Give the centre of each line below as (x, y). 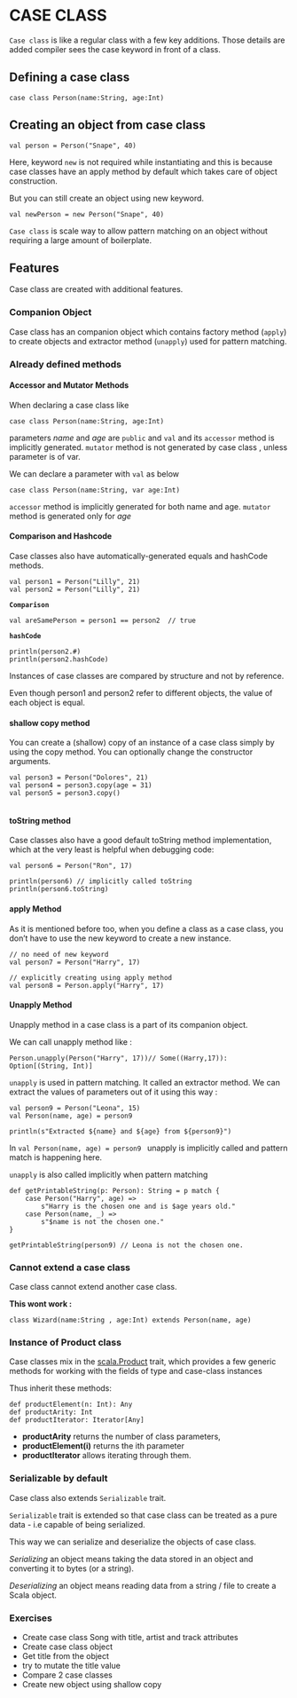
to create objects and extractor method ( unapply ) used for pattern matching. (148, 341)
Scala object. (33, 1595)
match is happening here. (56, 1157)
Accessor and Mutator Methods (69, 385)
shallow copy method (50, 723)
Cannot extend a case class (70, 1268)
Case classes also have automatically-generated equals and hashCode (139, 556)
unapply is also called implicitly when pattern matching (109, 1174)
